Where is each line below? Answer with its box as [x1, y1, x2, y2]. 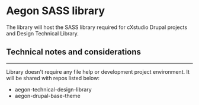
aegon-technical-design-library [14, 86, 92, 93]
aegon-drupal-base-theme [14, 92, 81, 99]
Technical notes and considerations [6, 47, 141, 57]
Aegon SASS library [6, 4, 105, 18]
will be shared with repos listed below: [6, 74, 99, 81]
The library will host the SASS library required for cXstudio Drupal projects [6, 24, 188, 31]
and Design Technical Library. [6, 29, 79, 37]
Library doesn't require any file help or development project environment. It [6, 68, 190, 75]
